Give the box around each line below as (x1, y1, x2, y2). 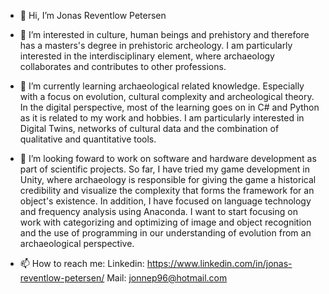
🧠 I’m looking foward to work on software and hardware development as (19, 153, 317, 164)
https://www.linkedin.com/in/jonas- (146, 258, 293, 269)
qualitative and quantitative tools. (19, 133, 157, 145)
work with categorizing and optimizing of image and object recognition (19, 216, 312, 228)
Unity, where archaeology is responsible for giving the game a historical (19, 174, 317, 185)
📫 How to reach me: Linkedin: (19, 258, 145, 269)
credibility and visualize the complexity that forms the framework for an (19, 185, 315, 196)
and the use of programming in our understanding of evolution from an (19, 227, 312, 239)
